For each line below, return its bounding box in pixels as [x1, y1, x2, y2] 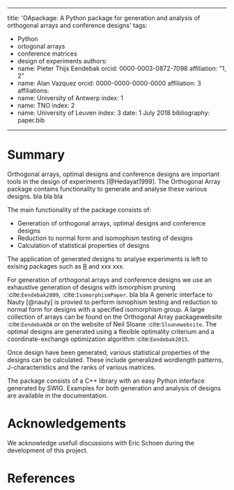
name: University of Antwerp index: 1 [17, 94, 123, 102]
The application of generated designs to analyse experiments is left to [7, 255, 208, 263]
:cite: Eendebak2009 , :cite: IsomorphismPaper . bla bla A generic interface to [7, 290, 213, 299]
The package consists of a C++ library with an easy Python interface [7, 377, 205, 385]
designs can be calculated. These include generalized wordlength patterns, [7, 356, 224, 364]
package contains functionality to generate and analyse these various [7, 184, 208, 193]
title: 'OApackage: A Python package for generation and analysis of [7, 14, 201, 22]
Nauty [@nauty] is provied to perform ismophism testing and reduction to [7, 297, 218, 306]
